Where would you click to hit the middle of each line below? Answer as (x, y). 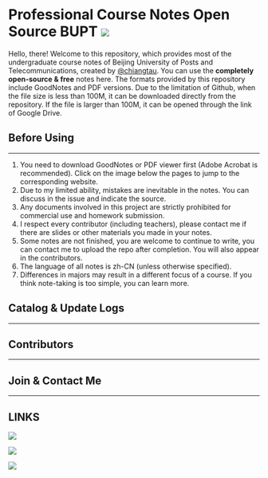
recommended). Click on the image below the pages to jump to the (130, 173)
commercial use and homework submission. (92, 215)
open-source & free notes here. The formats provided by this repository (127, 79)
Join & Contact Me (55, 380)
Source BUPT (53, 31)
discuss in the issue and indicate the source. (93, 198)
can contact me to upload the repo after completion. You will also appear (139, 249)
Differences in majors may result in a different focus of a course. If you (136, 274)
